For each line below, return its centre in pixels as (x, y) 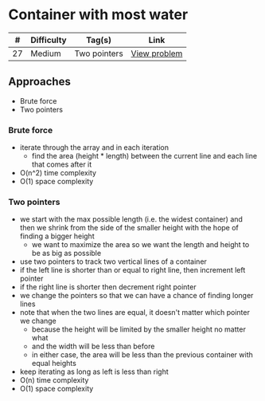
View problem (157, 53)
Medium (46, 53)
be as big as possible (66, 254)
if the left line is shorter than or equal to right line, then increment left (132, 270)
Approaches (40, 82)
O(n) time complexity (54, 380)
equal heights (54, 364)
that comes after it (62, 164)
